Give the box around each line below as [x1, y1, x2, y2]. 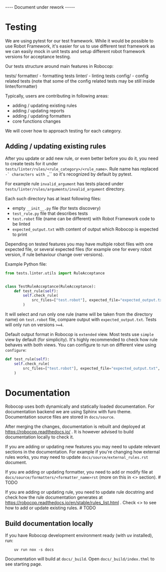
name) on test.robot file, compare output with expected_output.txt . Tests [5, 317, 157, 322]
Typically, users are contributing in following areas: [5, 93, 109, 98]
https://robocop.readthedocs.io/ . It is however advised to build [5, 429, 134, 435]
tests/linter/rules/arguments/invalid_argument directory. [5, 186, 125, 192]
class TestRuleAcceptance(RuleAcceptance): [5, 284, 96, 289]
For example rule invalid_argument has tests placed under [5, 181, 124, 187]
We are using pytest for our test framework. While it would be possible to [5, 38, 154, 44]
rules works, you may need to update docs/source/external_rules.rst [5, 454, 148, 460]
